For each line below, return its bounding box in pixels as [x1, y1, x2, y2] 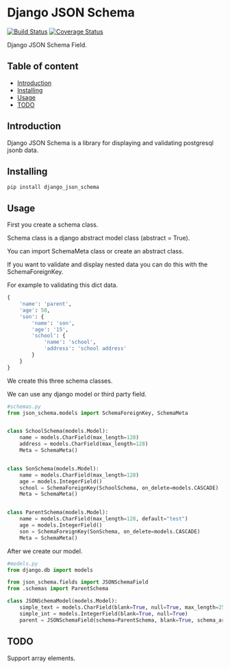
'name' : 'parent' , [19, 301, 72, 307]
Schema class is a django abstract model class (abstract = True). [7, 234, 190, 242]
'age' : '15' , [31, 326, 69, 333]
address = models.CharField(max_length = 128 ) [19, 440, 149, 448]
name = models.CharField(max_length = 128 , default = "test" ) [19, 516, 188, 522]
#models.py [7, 560, 38, 567]
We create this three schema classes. [7, 377, 113, 385]
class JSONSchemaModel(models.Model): [7, 598, 118, 605]
